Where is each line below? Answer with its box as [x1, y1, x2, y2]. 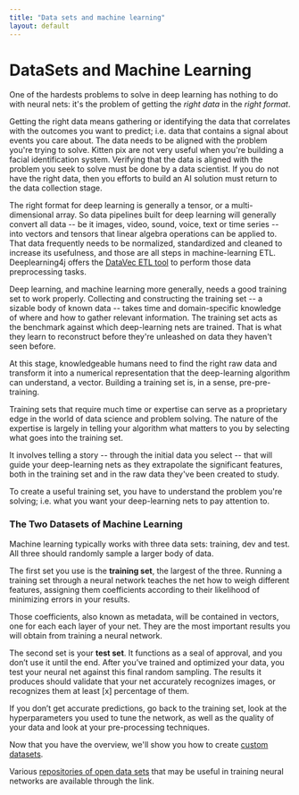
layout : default [9, 21, 70, 30]
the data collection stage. [9, 182, 103, 193]
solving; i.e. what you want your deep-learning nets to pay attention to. [9, 495, 270, 506]
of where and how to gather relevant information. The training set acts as [9, 312, 278, 323]
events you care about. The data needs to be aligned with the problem [9, 135, 268, 146]
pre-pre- [239, 377, 271, 388]
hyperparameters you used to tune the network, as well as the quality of [9, 712, 275, 723]
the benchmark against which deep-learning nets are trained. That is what [9, 322, 282, 333]
